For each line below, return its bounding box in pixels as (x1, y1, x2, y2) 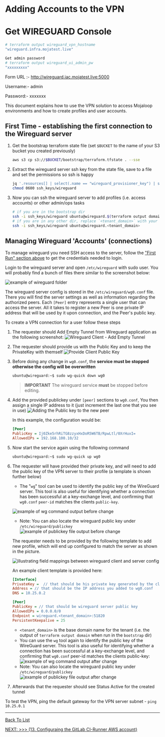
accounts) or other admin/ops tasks (12, 200, 85, 205)
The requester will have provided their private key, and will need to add (12, 463, 156, 469)
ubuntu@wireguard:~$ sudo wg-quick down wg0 (12, 373, 105, 378)
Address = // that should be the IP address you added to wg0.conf (12, 586, 153, 591)
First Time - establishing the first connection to (5, 122, 153, 130)
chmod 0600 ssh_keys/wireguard (12, 186, 77, 191)
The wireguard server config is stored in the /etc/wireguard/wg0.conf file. (5, 289, 155, 295)
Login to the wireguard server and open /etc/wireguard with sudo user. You (5, 265, 159, 270)
